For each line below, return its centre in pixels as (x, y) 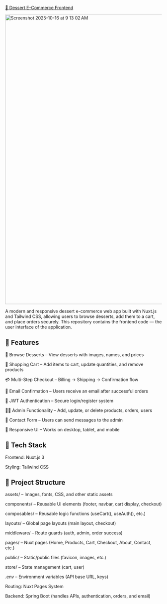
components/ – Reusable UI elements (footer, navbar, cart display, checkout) (83, 504)
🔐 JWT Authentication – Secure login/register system (59, 401)
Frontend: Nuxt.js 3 (25, 457)
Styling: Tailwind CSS (27, 467)
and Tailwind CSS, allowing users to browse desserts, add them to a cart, (80, 316)
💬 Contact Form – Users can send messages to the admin (64, 420)
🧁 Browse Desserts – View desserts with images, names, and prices (75, 354)
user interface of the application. (39, 327)
